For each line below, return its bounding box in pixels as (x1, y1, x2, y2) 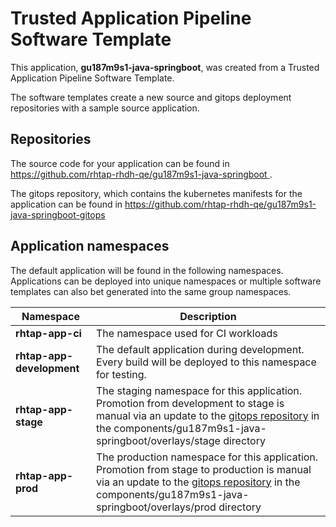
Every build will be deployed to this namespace (96, 355, 317, 369)
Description (179, 309, 237, 323)
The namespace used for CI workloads (96, 326, 278, 340)
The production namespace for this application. (96, 450, 319, 464)
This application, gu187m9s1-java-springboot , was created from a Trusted (10, 61, 320, 73)
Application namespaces (10, 238, 170, 255)
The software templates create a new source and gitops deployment (10, 91, 292, 103)
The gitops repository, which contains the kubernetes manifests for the (10, 187, 303, 199)
